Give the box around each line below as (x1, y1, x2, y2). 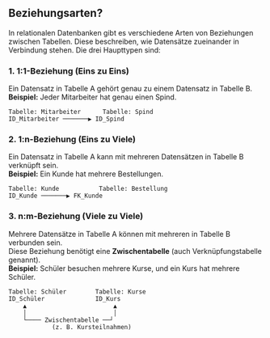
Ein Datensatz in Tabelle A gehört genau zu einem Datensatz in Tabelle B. (8, 84, 253, 94)
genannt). (8, 255, 41, 264)
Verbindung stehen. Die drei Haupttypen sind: (8, 44, 161, 55)
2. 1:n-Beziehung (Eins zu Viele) (8, 133, 136, 145)
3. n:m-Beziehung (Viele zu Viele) (8, 210, 144, 222)
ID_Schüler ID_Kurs (8, 294, 121, 302)
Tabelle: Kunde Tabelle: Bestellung (8, 185, 168, 193)
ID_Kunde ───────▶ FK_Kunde (8, 192, 103, 201)
